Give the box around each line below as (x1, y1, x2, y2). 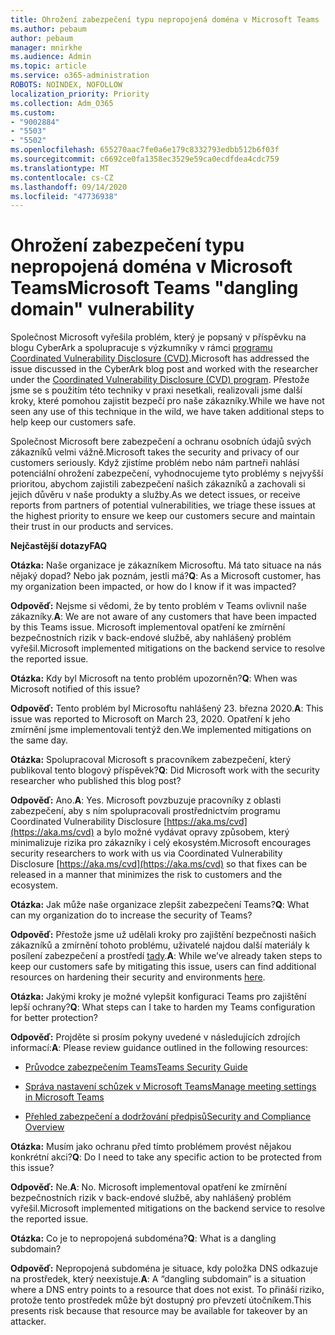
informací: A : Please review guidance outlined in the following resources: (10, 1042, 308, 1054)
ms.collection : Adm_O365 (10, 98, 114, 108)
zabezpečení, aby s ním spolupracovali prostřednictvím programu (10, 805, 281, 817)
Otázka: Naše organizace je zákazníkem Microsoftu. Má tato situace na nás (10, 559, 322, 571)
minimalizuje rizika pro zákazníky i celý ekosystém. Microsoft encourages (10, 837, 312, 849)
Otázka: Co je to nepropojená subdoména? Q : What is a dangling (10, 1232, 277, 1245)
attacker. (10, 1316, 47, 1328)
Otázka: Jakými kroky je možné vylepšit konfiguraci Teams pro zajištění (10, 991, 307, 1003)
